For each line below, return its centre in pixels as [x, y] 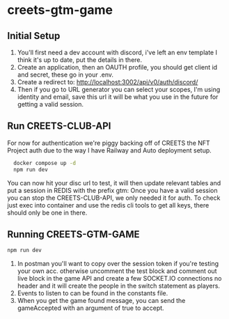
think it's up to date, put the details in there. [80, 60]
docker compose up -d [45, 163]
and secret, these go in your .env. [65, 75]
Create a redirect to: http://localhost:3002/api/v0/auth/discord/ [108, 82]
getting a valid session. [50, 104]
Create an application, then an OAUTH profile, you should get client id [117, 67]
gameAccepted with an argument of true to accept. [91, 308]
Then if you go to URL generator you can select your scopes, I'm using [119, 90]
